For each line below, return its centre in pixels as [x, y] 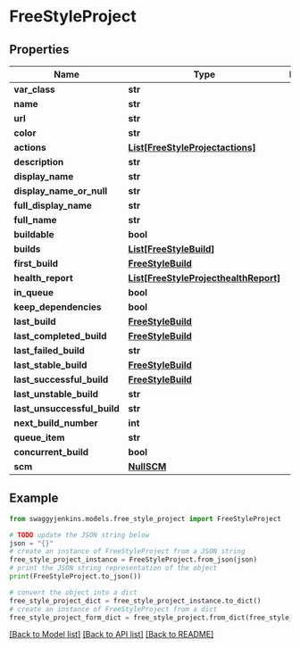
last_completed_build [60, 336]
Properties [39, 50]
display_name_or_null [61, 191]
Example [34, 498]
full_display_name [53, 205]
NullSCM [147, 466]
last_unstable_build [56, 394]
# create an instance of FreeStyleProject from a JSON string [127, 552]
